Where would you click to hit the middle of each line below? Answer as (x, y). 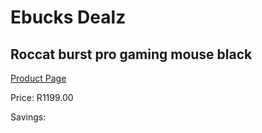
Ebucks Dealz (68, 17)
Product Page (38, 78)
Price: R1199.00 (42, 97)
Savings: (28, 117)
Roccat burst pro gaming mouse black (131, 54)
